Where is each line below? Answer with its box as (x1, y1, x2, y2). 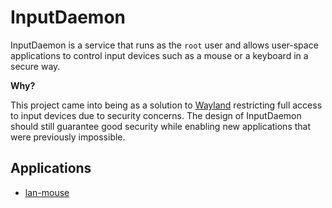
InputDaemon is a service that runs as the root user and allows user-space (10, 39, 319, 51)
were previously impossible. (10, 131, 126, 143)
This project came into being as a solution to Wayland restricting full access (10, 99, 323, 111)
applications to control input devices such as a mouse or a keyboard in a (10, 49, 309, 61)
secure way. (10, 60, 61, 72)
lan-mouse (24, 186, 70, 198)
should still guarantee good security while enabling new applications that (10, 120, 312, 132)
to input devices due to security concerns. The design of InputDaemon (10, 109, 302, 121)
